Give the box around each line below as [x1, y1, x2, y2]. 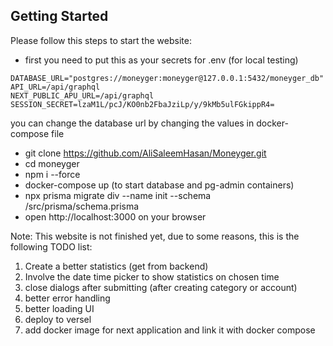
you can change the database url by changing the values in [10, 117, 255, 129]
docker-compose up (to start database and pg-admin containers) [24, 179, 295, 191]
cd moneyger [24, 157, 80, 169]
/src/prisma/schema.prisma [24, 200, 140, 212]
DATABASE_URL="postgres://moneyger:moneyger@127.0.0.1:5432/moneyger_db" [10, 73, 325, 83]
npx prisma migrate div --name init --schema [24, 189, 212, 201]
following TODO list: [10, 240, 93, 253]
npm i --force [24, 168, 81, 180]
